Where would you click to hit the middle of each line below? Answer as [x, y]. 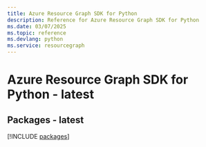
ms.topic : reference [37, 33]
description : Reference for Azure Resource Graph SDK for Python [103, 20]
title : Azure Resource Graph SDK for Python [72, 13]
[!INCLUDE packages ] [38, 136]
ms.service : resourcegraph [46, 46]
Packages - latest [46, 120]
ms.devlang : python [35, 39]
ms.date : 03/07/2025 [37, 26]
